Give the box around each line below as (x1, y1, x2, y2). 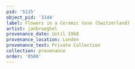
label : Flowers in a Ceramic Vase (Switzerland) (6, 20, 130, 26)
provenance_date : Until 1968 (6, 31, 79, 37)
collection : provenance (6, 48, 66, 54)
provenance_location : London (6, 37, 79, 43)
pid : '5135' (6, 8, 36, 15)
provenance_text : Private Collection (6, 43, 101, 49)
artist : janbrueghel (6, 25, 58, 32)
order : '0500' (6, 53, 42, 59)
